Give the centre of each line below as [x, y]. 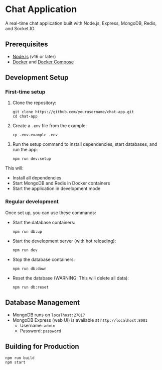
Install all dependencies [37, 178]
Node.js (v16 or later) [34, 56]
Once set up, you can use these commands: [51, 213]
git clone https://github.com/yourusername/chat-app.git [73, 112]
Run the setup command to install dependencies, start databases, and [85, 144]
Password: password [40, 331]
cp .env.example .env [35, 135]
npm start [16, 362]
